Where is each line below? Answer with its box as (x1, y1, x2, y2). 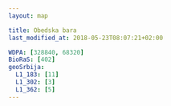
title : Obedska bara (8, 26, 78, 35)
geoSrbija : (8, 63, 45, 71)
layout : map (8, 11, 48, 20)
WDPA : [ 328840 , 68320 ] (8, 48, 84, 56)
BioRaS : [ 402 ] (8, 55, 56, 64)
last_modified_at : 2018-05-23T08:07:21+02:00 (8, 34, 163, 42)
